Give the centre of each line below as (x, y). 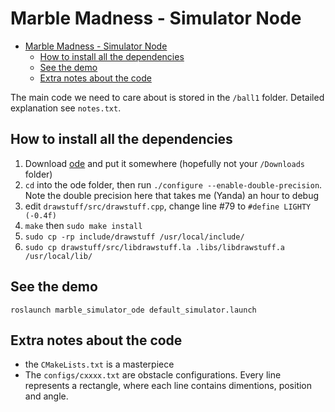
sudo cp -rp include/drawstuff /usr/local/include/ (134, 237)
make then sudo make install (83, 225)
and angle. (46, 396)
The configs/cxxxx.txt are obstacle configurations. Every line (153, 375)
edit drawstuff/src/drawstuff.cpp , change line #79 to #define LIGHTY (168, 206)
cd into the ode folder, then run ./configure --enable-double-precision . (173, 184)
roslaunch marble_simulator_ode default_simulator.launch (133, 310)
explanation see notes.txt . (66, 108)
